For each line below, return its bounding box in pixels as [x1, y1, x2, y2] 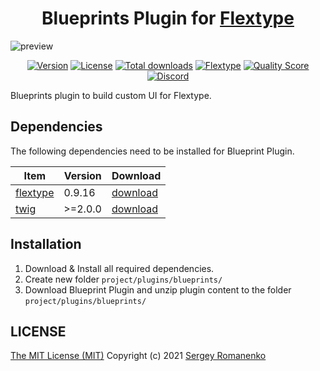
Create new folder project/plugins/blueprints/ [24, 273, 223, 285]
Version [63, 168, 102, 182]
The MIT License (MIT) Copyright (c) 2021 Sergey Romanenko [10, 350, 267, 362]
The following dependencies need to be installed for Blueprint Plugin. [10, 145, 295, 157]
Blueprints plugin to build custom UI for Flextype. [10, 89, 212, 101]
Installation [10, 236, 82, 253]
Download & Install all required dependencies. [24, 262, 215, 274]
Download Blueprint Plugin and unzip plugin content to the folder [24, 283, 292, 296]
